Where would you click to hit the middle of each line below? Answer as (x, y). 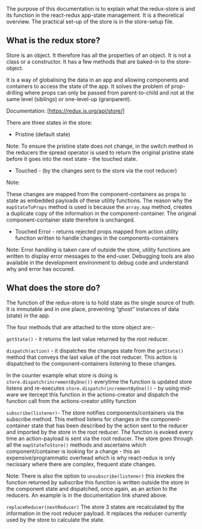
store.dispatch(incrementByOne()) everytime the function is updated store (99, 381)
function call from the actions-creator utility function (71, 401)
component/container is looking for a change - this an (73, 451)
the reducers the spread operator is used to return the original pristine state (100, 152)
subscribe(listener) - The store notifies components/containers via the (95, 412)
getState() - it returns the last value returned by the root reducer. (88, 339)
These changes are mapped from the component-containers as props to (96, 194)
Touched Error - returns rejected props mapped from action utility (97, 231)
